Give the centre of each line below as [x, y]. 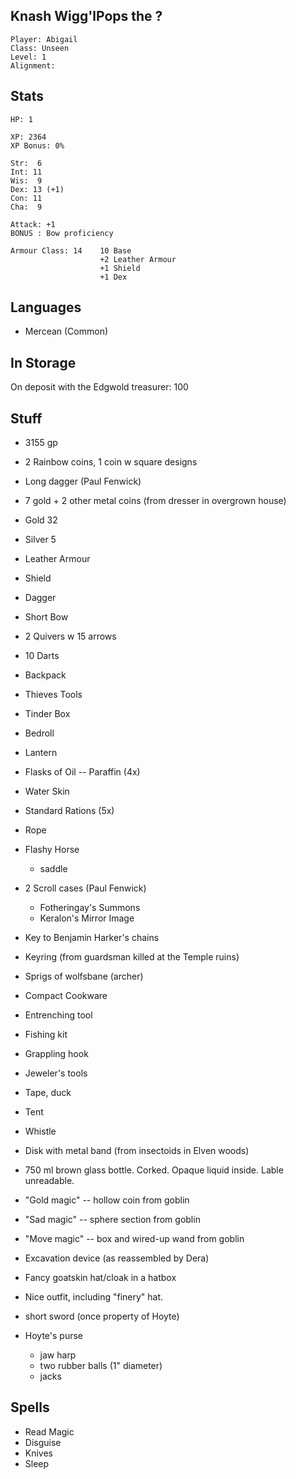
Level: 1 [28, 57]
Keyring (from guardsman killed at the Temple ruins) [132, 957]
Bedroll [39, 733]
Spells [30, 1407]
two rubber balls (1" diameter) [101, 1366]
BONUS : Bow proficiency [62, 233]
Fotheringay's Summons [90, 908]
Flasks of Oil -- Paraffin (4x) [82, 772]
